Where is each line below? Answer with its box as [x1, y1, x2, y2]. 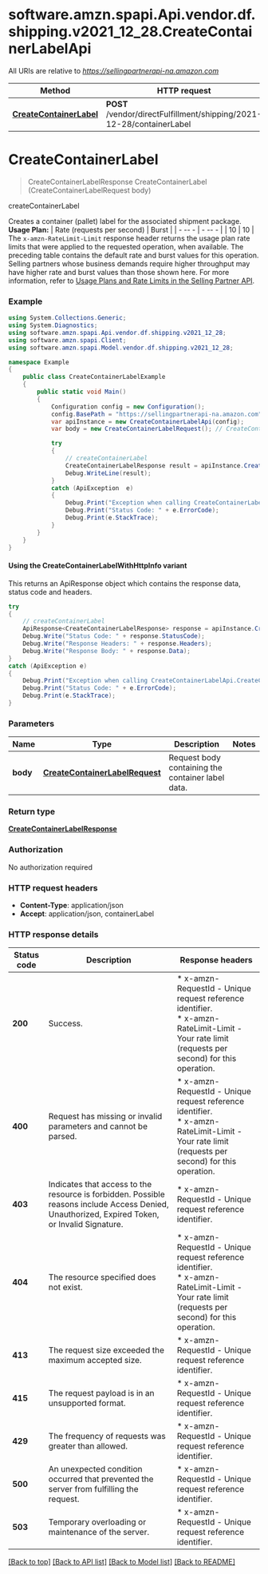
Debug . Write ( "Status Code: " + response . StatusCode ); [22, 632, 205, 640]
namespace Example [8, 358, 69, 366]
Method [39, 85, 71, 96]
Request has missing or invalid [48, 1111, 163, 1122]
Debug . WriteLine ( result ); [65, 469, 152, 477]
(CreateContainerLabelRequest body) [27, 185, 152, 195]
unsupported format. [48, 1397, 126, 1409]
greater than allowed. [48, 1441, 128, 1452]
